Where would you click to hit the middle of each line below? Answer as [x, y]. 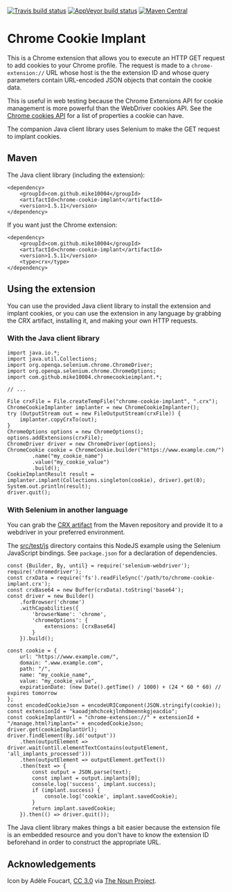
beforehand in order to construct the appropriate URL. [84, 842]
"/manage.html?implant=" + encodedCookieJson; [75, 724]
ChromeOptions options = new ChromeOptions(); [75, 431]
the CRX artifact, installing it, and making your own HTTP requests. [102, 320]
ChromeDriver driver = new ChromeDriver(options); [82, 444]
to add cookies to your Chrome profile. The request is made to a [99, 65]
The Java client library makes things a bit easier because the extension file [114, 827]
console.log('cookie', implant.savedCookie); [111, 797]
